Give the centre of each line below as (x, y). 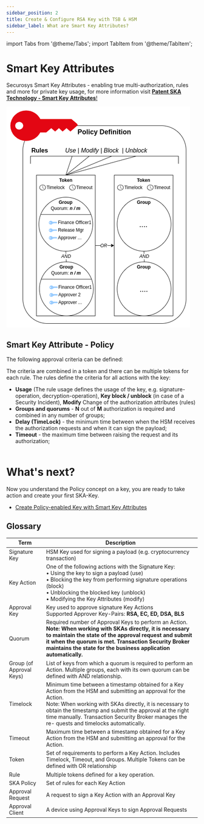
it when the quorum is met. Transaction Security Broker (118, 641)
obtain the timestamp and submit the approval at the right (117, 710)
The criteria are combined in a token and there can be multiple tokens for (98, 371)
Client (16, 813)
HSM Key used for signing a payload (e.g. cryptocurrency (117, 551)
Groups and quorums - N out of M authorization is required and (95, 409)
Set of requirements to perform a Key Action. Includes (113, 753)
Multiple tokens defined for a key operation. (100, 774)
